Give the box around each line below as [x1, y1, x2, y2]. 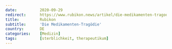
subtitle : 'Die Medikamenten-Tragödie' [5, 21, 102, 27]
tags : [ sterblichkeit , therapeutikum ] [5, 36, 109, 41]
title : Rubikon [5, 17, 56, 22]
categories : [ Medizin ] [5, 31, 60, 36]
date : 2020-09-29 [5, 7, 63, 13]
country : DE [5, 27, 45, 32]
